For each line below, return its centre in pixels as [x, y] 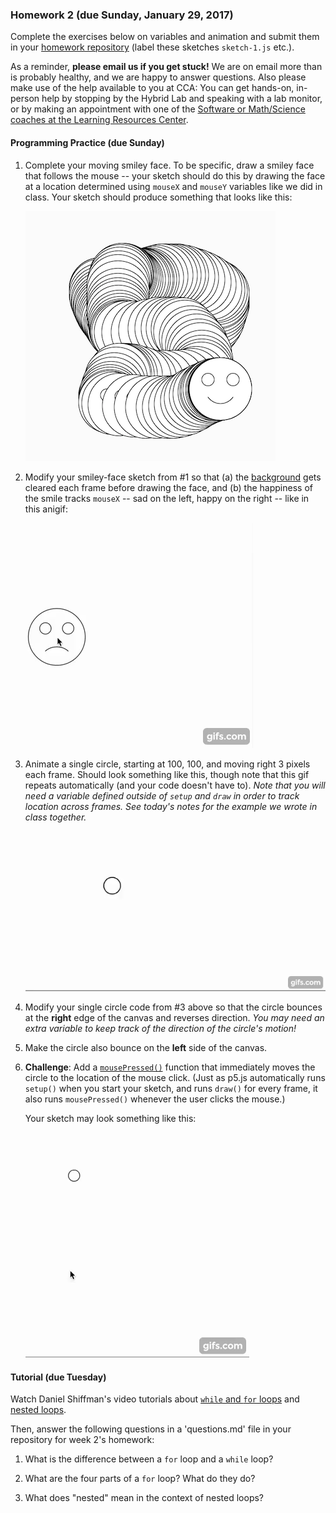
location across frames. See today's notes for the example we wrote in [171, 806]
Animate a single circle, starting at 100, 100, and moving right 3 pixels [167, 764]
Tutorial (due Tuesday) [58, 1377]
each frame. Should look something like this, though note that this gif [167, 774]
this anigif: [46, 509]
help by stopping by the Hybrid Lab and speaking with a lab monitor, [182, 99]
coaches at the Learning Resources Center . [99, 120]
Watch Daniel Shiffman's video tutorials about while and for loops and [155, 1399]
